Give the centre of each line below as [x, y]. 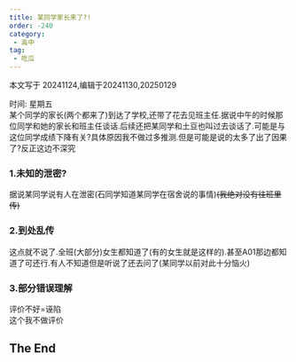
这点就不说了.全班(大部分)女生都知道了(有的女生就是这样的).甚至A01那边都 [144, 252]
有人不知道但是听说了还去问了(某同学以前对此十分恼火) [150, 263]
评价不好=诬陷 [35, 309]
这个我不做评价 [36, 319]
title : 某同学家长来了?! [50, 17]
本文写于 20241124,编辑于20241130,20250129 [93, 85]
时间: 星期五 [31, 104]
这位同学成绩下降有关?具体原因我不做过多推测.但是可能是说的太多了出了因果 [148, 137]
